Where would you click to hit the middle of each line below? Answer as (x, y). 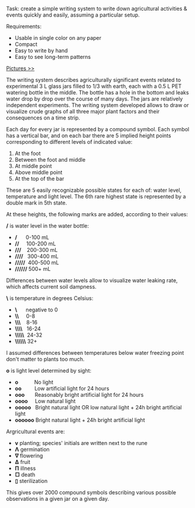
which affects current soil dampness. (51, 287)
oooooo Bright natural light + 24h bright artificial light (80, 420)
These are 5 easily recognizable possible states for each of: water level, (94, 190)
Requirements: (24, 26)
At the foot (28, 153)
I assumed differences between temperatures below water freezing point (95, 353)
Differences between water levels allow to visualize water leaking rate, (92, 280)
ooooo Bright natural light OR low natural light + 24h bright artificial (98, 407)
